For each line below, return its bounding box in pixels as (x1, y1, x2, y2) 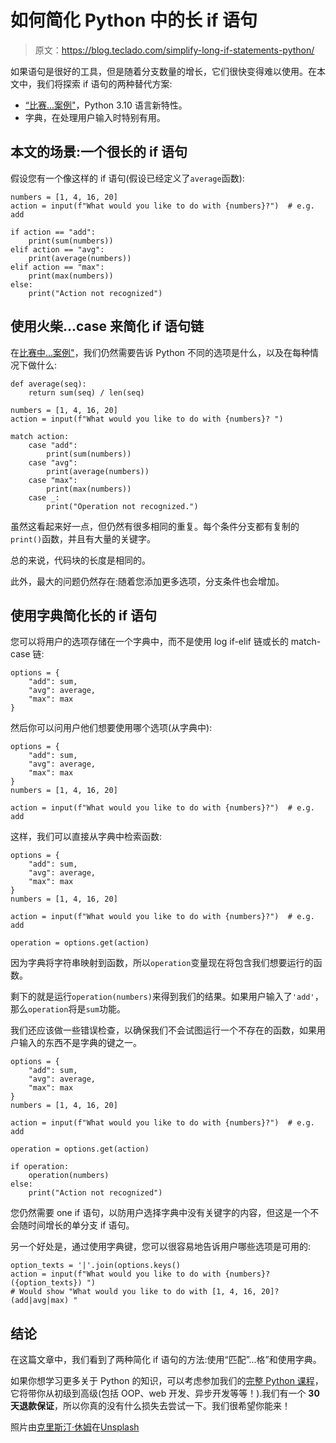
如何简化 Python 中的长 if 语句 (10, 9, 258, 32)
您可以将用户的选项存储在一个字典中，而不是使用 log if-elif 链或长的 (10, 636, 289, 648)
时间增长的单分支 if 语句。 (27, 1219, 135, 1231)
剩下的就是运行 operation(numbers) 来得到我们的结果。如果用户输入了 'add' (10, 991, 315, 1003)
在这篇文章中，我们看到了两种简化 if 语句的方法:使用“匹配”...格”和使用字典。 (10, 1354, 322, 1366)
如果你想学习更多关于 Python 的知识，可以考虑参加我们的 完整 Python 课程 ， (10, 1375, 324, 1387)
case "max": (28, 475, 78, 485)
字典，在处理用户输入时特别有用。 (24, 111, 166, 123)
